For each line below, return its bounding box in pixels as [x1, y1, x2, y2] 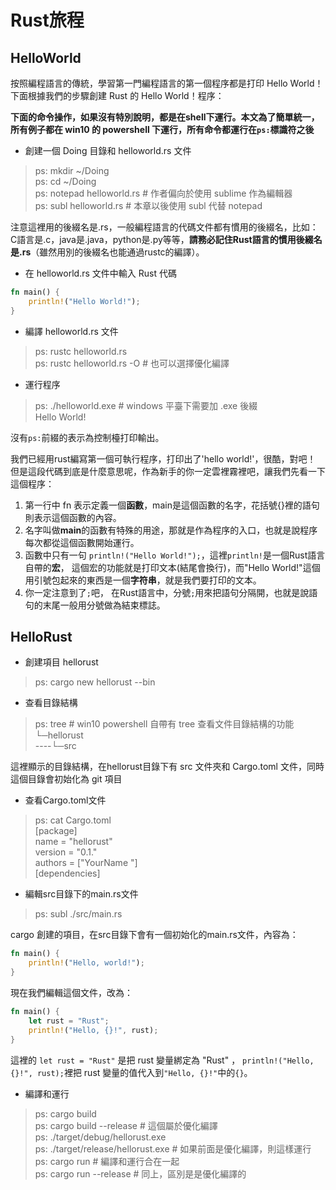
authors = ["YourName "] [34, 857, 138, 869]
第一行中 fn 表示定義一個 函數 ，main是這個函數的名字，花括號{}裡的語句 [24, 499, 320, 511]
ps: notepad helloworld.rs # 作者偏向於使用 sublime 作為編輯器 [34, 187, 293, 199]
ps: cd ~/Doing [34, 176, 97, 187]
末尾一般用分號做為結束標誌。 [42, 599, 166, 611]
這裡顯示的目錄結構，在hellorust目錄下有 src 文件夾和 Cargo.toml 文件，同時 [10, 761, 325, 773]
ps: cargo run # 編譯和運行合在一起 [34, 1155, 180, 1167]
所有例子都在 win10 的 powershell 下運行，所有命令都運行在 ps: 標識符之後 [10, 124, 315, 135]
